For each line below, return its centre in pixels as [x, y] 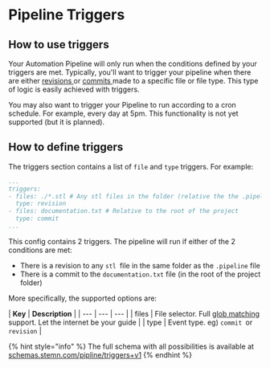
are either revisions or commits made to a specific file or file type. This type [133, 81]
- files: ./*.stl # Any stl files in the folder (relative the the [124, 196]
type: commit [37, 219]
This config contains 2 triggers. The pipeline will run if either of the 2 [122, 241]
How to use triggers [59, 45]
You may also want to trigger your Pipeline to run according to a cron [123, 105]
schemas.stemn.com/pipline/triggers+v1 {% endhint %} [100, 354]
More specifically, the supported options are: [83, 298]
